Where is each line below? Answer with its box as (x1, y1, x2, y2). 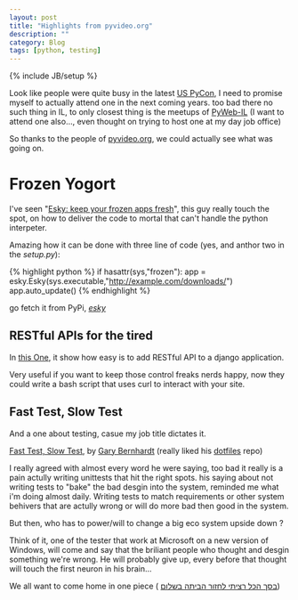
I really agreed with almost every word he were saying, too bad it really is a (9, 462, 284, 473)
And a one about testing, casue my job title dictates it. (9, 428, 206, 439)
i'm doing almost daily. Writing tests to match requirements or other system (9, 491, 285, 501)
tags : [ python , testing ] (9, 46, 101, 55)
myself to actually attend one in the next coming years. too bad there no (9, 97, 274, 108)
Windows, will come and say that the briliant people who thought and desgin (9, 544, 289, 555)
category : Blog (9, 37, 66, 47)
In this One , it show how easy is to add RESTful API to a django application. (9, 352, 285, 362)
